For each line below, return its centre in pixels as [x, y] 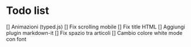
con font [16, 39]
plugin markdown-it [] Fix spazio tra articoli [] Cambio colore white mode [94, 32]
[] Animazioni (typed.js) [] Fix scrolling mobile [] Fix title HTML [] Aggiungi [96, 27]
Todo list [28, 11]
